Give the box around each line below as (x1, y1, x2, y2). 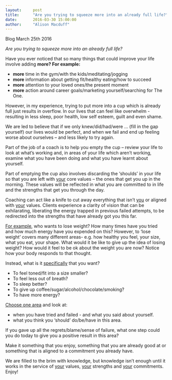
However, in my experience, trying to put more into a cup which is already (5, 103, 161, 109)
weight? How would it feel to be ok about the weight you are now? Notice (5, 245, 160, 251)
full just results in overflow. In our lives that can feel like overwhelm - (5, 108, 150, 114)
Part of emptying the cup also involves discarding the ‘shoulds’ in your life (5, 171, 161, 177)
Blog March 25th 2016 (5, 36, 52, 42)
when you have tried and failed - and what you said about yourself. (12, 312, 154, 318)
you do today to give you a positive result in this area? (5, 332, 119, 339)
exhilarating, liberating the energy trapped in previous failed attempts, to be (5, 208, 165, 214)
